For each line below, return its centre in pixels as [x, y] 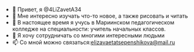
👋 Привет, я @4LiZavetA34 [47, 9]
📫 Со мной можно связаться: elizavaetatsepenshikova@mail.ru [94, 42]
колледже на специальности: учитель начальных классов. [89, 29]
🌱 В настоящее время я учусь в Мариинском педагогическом [93, 22]
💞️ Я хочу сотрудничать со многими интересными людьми [88, 35]
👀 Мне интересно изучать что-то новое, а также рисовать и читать [100, 16]
